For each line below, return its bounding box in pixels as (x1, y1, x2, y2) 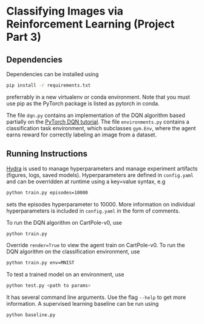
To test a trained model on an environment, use (6, 271, 124, 278)
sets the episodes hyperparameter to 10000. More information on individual (6, 200, 195, 208)
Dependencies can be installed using (6, 71, 99, 77)
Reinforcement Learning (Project (6, 17, 175, 31)
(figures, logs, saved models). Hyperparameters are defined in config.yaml (6, 171, 194, 178)
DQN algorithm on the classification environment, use (6, 248, 140, 255)
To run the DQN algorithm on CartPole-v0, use (6, 219, 123, 226)
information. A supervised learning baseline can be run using (6, 300, 159, 308)
